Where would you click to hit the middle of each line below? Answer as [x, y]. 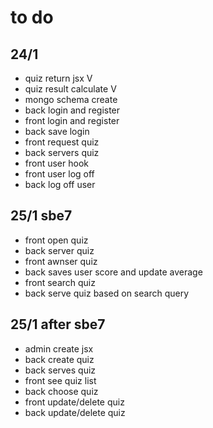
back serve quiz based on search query [107, 293]
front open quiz [56, 240]
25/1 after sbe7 [58, 324]
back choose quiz [61, 391]
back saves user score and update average [113, 272]
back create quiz [59, 359]
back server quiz [59, 250]
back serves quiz [60, 370]
